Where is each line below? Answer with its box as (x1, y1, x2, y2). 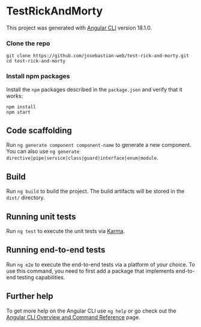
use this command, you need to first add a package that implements (6, 267, 175, 275)
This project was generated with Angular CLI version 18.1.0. (6, 24, 152, 31)
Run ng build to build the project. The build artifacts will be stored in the (6, 188, 185, 195)
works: (6, 92, 23, 99)
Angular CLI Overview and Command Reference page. (6, 313, 140, 320)
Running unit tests (6, 211, 76, 222)
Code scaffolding (6, 125, 72, 135)
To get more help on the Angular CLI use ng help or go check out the (6, 307, 176, 314)
